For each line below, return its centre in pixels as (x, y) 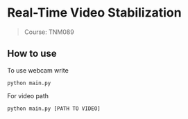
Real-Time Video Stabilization (94, 13)
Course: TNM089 (49, 32)
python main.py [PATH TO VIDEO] (54, 109)
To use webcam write (38, 70)
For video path (28, 95)
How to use (32, 54)
